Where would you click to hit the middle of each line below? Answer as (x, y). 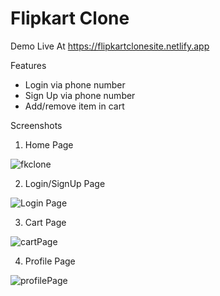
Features (28, 65)
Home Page (49, 144)
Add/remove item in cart (74, 106)
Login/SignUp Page (65, 183)
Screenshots (36, 125)
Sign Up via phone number (80, 95)
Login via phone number (75, 84)
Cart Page (45, 222)
